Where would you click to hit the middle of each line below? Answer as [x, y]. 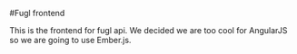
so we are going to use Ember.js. [70, 40]
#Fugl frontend [37, 13]
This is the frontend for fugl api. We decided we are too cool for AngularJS [148, 30]
